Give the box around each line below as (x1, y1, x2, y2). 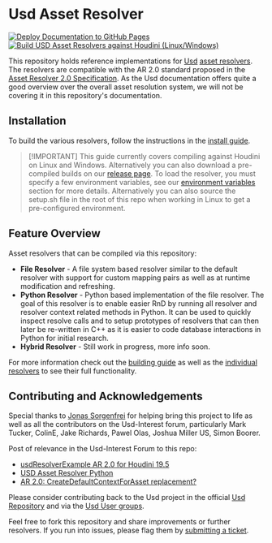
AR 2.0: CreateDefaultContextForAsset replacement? (19, 476, 197, 487)
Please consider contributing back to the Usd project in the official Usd (8, 493, 246, 502)
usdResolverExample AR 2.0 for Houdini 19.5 (19, 459, 170, 469)
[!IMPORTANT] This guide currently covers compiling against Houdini (28, 151, 261, 161)
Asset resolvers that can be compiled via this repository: (8, 248, 197, 258)
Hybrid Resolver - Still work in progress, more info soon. (19, 342, 211, 351)
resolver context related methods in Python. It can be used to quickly (19, 307, 252, 317)
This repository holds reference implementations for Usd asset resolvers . (8, 56, 253, 66)
